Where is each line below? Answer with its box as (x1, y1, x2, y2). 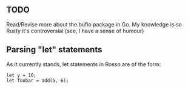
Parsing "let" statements (6, 44, 102, 55)
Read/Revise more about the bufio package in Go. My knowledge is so (6, 20, 182, 28)
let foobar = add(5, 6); (6, 78, 69, 84)
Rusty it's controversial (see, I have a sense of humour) (6, 27, 144, 34)
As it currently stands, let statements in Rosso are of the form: (6, 60, 161, 68)
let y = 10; (6, 72, 36, 78)
